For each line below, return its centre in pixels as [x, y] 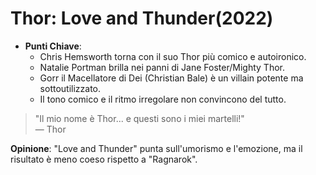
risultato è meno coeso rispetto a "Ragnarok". [104, 159]
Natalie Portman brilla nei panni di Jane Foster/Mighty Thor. [162, 67]
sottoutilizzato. [70, 88]
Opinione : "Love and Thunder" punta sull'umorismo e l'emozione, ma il [156, 148]
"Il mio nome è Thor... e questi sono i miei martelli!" [139, 118]
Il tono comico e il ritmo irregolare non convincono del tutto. [163, 99]
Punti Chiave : [53, 46]
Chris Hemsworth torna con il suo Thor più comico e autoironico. [173, 56]
